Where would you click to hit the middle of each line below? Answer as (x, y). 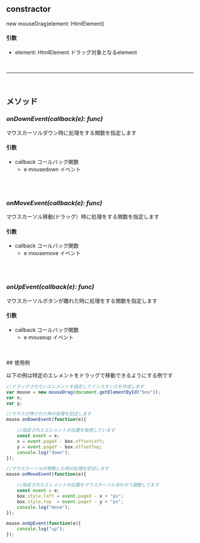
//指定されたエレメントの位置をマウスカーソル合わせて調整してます (88, 485)
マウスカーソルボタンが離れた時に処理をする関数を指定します (82, 300)
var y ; (14, 403)
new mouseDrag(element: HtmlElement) (55, 23)
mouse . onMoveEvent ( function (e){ (46, 474)
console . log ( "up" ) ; (41, 529)
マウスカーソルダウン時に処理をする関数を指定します (71, 132)
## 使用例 (18, 362)
